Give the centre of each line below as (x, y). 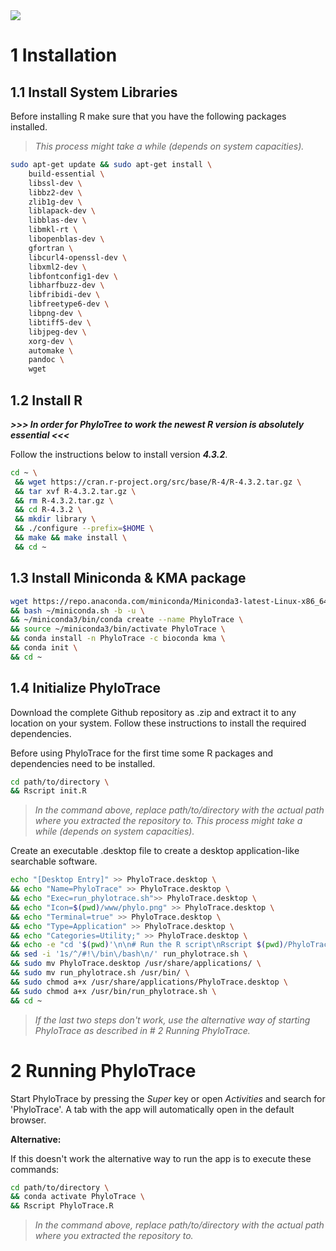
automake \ (51, 350)
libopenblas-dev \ (66, 239)
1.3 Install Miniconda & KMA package (128, 578)
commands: (35, 1169)
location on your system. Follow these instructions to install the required (158, 723)
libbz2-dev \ (55, 192)
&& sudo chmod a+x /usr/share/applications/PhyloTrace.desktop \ (149, 982)
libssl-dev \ (55, 183)
